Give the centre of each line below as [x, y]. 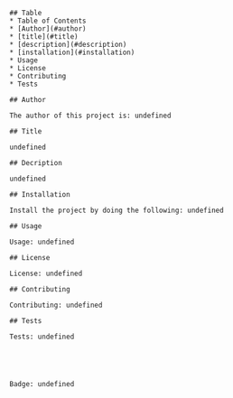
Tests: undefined [42, 337]
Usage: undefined [42, 242]
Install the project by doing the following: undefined [116, 210]
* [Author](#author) [48, 29]
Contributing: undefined [56, 305]
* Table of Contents [48, 21]
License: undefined [46, 273]
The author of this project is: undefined [90, 116]
